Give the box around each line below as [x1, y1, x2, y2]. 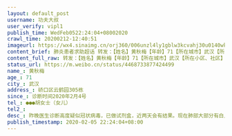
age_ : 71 [7, 73, 32, 81]
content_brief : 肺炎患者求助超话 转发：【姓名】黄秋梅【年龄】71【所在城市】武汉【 [7, 49, 220, 56]
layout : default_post [7, 10, 70, 17]
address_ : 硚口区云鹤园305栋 [7, 87, 84, 93]
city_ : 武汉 [7, 80, 39, 87]
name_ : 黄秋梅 [7, 67, 45, 74]
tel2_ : [7, 106, 26, 113]
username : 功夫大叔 [7, 16, 59, 23]
